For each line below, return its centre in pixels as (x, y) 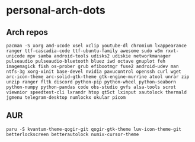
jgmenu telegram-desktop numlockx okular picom (66, 98)
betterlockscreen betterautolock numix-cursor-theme (73, 134)
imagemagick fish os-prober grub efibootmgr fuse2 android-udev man (92, 66)
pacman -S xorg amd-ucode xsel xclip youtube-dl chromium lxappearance (96, 46)
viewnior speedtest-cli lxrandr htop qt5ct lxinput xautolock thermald (96, 92)
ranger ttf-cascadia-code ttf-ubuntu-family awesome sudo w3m (84, 51)
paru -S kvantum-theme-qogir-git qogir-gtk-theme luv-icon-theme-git (94, 129)
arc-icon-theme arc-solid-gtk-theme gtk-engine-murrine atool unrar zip (98, 77)
